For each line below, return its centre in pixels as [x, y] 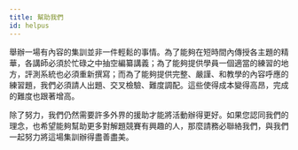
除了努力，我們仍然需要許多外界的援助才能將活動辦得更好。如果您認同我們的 [149, 115]
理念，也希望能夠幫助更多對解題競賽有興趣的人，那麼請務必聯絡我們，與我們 [149, 125]
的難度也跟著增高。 [44, 96]
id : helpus [29, 26]
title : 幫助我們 [36, 17]
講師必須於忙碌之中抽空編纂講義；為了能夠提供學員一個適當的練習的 [157, 63]
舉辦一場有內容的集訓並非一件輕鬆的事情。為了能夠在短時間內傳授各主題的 [145, 52]
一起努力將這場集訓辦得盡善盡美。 [71, 137]
